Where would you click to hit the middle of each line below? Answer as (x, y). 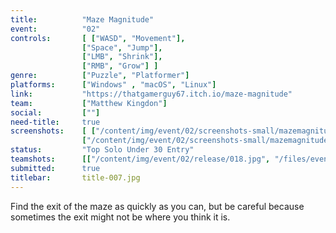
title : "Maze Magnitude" (82, 19)
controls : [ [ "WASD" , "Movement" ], (98, 38)
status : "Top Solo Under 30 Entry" (102, 150)
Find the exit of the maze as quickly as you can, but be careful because (157, 206)
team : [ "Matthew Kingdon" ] (89, 103)
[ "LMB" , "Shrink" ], (122, 57)
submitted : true (55, 168)
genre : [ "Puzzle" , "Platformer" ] (100, 76)
